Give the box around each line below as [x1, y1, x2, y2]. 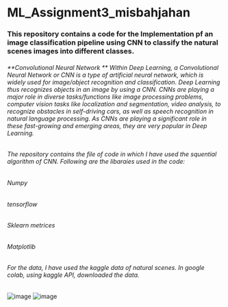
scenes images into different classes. [7, 47, 135, 56]
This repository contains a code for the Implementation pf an [7, 29, 214, 39]
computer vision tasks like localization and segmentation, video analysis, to [7, 99, 221, 108]
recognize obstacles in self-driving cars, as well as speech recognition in [7, 107, 214, 115]
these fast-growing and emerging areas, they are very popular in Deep [7, 121, 207, 130]
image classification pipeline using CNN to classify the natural [7, 38, 218, 47]
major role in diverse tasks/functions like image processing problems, [7, 93, 204, 101]
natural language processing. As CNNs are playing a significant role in [7, 114, 207, 123]
